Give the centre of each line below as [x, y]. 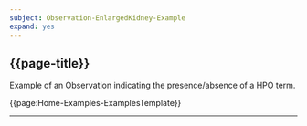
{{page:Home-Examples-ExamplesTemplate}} [95, 103]
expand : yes [32, 26]
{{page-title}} [50, 63]
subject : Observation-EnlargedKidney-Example [97, 18]
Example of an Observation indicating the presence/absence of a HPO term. [153, 85]
